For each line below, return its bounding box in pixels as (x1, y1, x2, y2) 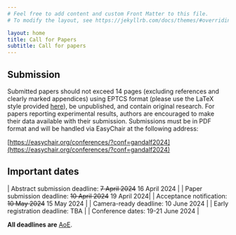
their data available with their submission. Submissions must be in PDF (7, 116, 212, 125)
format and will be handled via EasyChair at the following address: (7, 124, 199, 133)
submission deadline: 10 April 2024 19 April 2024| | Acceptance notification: (7, 192, 228, 200)
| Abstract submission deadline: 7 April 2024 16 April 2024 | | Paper (7, 184, 202, 193)
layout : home (7, 29, 46, 36)
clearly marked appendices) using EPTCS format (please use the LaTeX (7, 94, 214, 102)
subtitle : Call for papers (7, 43, 86, 50)
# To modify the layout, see (7, 17, 93, 24)
